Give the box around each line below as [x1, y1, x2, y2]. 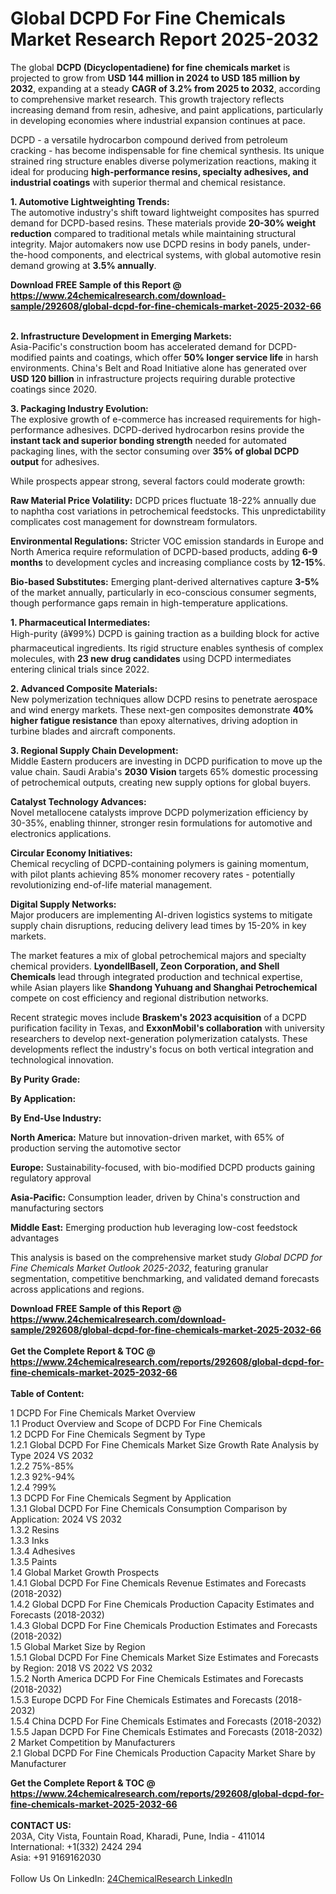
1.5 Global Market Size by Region [10, 1640, 146, 1652]
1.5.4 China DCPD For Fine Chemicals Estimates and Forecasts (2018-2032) [10, 1715, 322, 1727]
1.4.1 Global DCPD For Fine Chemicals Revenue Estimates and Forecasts [10, 1577, 307, 1589]
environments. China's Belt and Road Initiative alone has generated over [10, 362, 308, 374]
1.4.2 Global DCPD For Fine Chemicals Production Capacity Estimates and [10, 1598, 315, 1610]
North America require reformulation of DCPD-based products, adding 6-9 [10, 545, 318, 557]
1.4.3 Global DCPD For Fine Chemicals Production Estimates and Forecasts [10, 1619, 318, 1631]
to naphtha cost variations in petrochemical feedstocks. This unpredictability [10, 505, 326, 517]
